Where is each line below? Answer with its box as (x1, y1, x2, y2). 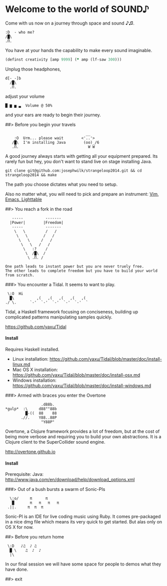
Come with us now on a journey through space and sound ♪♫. (5, 20, 135, 26)
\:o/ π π (9, 496, 48, 501)
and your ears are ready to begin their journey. (5, 112, 101, 118)
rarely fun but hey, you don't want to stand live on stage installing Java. (5, 158, 152, 164)
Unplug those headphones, (5, 66, 61, 72)
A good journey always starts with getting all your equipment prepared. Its (5, 153, 158, 159)
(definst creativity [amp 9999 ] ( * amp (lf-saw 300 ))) (5, 57, 122, 62)
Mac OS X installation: (12, 367, 58, 373)
